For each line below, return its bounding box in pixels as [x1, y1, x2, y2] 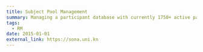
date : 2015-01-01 [6, 31, 50, 37]
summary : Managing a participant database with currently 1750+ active [6, 14, 190, 20]
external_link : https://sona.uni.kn [6, 36, 98, 42]
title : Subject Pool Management [6, 8, 88, 15]
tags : [6, 20, 20, 26]
